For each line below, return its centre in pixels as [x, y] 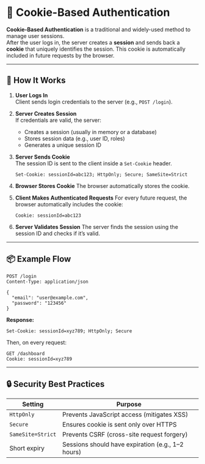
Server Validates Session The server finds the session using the [97, 226]
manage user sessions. [35, 36]
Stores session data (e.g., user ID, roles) [74, 138]
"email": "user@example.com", [50, 297]
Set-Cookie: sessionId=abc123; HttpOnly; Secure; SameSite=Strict [101, 174]
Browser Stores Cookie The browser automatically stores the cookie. [103, 185]
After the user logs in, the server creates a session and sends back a [93, 42]
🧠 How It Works [36, 80]
